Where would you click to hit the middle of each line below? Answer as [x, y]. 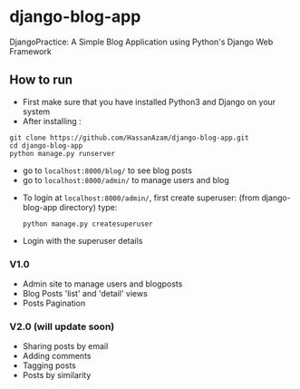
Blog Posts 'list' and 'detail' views [85, 294]
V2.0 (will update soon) [62, 326]
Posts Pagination [54, 303]
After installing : [52, 121]
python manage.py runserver [63, 153]
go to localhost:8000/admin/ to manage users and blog [126, 180]
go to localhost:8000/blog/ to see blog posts [107, 170]
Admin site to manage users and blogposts [102, 284]
